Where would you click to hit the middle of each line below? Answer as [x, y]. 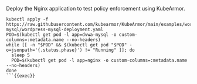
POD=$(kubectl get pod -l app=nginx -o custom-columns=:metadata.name [99, 61]
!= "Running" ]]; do [110, 50]
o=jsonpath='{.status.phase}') [44, 50]
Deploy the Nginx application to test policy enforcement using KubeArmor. [96, 9]
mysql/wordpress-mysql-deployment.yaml [55, 29]
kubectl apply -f [27, 19]
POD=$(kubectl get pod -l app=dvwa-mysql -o [61, 35]
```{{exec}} [21, 76]
